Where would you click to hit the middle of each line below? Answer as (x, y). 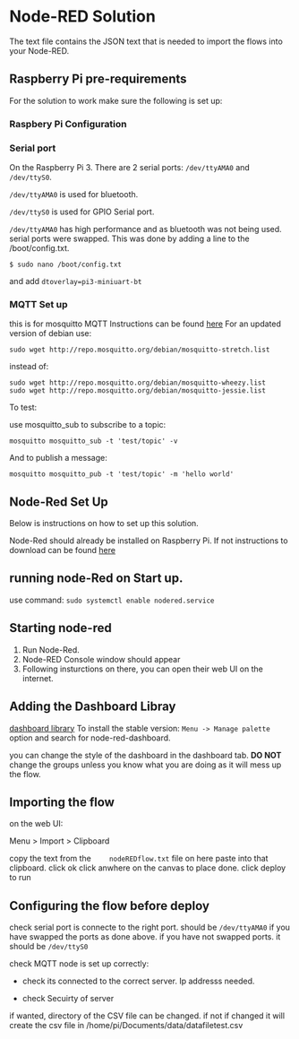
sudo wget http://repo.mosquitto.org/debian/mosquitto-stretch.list (140, 350)
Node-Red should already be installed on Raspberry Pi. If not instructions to (149, 541)
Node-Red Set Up (59, 502)
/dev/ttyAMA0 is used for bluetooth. (74, 194)
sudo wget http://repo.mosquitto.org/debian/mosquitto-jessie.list (138, 391)
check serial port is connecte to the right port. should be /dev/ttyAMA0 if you (150, 927)
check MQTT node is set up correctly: (79, 964)
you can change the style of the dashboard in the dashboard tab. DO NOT (145, 755)
